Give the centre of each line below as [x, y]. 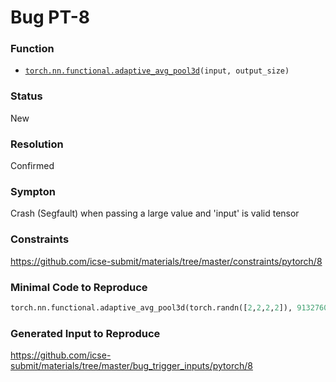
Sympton [33, 191]
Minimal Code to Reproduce [79, 287]
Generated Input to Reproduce [85, 333]
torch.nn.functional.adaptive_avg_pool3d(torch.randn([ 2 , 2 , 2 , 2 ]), [151, 307]
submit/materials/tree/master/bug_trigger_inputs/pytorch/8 [131, 366]
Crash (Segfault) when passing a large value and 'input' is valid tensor [155, 213]
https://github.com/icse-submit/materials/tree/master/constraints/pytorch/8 [166, 261]
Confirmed [32, 166]
